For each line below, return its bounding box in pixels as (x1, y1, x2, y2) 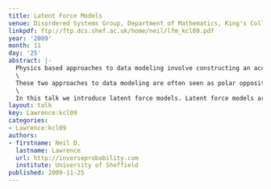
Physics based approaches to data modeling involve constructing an (15, 64, 251, 72)
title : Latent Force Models (8, 11, 103, 20)
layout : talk (8, 101, 52, 109)
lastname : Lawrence (15, 146, 81, 154)
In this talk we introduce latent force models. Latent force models (15, 94, 254, 102)
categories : (8, 117, 48, 125)
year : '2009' (8, 34, 52, 43)
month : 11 (8, 42, 42, 50)
